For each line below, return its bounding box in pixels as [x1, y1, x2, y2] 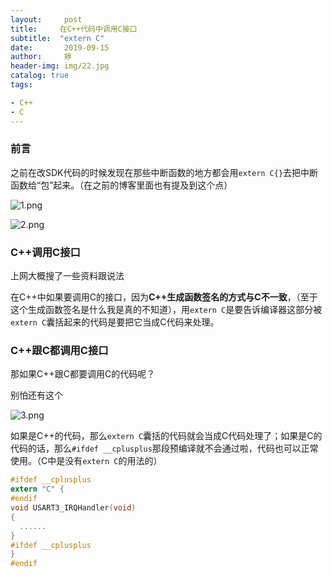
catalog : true [10, 71, 70, 81]
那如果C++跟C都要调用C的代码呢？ [10, 368, 156, 380]
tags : [10, 80, 33, 90]
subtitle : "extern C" [10, 33, 105, 43]
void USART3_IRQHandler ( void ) [10, 503, 137, 513]
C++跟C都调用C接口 [10, 344, 109, 358]
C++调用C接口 [10, 245, 81, 259]
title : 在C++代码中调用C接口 [10, 24, 138, 34]
